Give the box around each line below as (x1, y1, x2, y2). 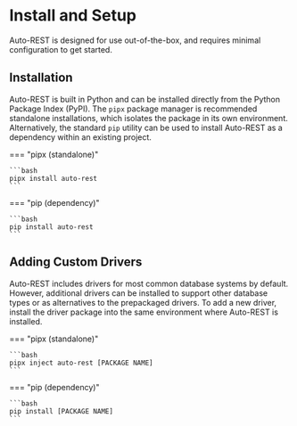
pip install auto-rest (9, 222, 94, 232)
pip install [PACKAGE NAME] (9, 406, 114, 415)
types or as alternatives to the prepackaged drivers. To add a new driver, (9, 297, 277, 307)
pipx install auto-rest (9, 174, 98, 183)
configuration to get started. (9, 44, 113, 54)
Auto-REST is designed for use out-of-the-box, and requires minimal (9, 35, 261, 45)
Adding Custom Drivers (9, 255, 143, 270)
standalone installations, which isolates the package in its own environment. (9, 112, 288, 123)
